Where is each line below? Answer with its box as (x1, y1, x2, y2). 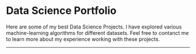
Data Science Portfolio (6, 4, 117, 17)
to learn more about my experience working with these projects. (6, 35, 160, 42)
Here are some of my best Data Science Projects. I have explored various (6, 23, 182, 30)
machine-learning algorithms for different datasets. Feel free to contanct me (6, 29, 189, 36)
